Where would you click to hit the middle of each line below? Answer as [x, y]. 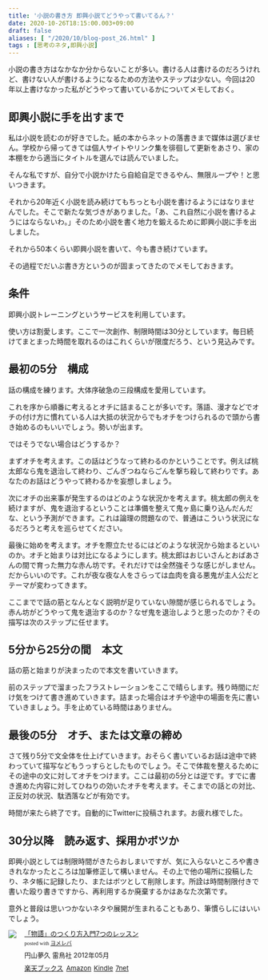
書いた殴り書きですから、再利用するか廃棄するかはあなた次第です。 [120, 891]
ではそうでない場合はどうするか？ [64, 444]
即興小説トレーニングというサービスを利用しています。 [99, 314]
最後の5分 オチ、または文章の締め [95, 735]
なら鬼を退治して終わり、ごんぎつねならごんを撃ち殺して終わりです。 [137, 471]
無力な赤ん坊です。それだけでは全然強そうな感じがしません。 [158, 564]
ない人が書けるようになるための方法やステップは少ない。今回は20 [145, 79]
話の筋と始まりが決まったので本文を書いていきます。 [95, 670]
